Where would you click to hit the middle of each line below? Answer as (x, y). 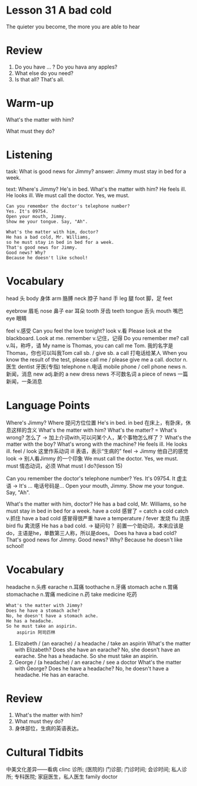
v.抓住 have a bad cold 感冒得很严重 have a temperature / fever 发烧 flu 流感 (98, 518)
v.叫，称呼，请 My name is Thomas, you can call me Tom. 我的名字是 (90, 345)
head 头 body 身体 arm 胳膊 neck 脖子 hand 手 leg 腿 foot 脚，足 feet (89, 298)
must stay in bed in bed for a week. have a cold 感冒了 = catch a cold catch (97, 511)
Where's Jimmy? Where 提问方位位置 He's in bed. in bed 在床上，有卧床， (96, 422)
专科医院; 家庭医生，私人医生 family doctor (66, 777)
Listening (29, 155)
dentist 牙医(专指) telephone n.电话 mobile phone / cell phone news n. (102, 366)
